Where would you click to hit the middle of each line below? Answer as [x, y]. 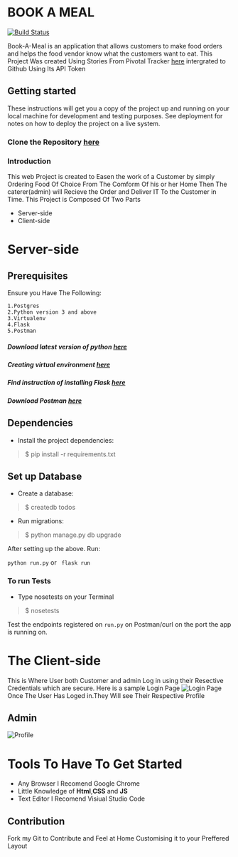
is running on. [27, 632]
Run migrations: [40, 521]
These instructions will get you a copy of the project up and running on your [118, 108]
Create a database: [45, 493]
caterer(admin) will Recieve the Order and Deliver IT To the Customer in [112, 191]
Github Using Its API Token [47, 68]
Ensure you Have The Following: [54, 292]
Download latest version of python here [67, 347]
